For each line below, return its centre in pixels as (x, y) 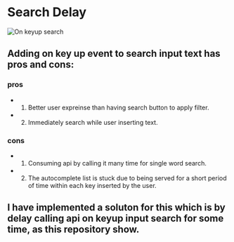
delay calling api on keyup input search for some (116, 219)
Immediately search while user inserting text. (93, 122)
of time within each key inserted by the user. (92, 185)
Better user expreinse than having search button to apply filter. (118, 107)
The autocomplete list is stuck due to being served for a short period (127, 178)
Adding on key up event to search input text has (114, 54)
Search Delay (47, 12)
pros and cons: (41, 65)
